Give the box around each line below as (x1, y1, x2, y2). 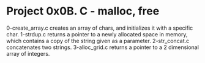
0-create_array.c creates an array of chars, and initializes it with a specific (6, 24, 193, 31)
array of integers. (6, 50, 50, 57)
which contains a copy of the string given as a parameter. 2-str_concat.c (6, 37, 190, 44)
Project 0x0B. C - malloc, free (6, 4, 160, 18)
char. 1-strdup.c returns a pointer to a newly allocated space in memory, (6, 30, 188, 38)
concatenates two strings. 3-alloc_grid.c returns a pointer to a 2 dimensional (6, 44, 199, 51)
